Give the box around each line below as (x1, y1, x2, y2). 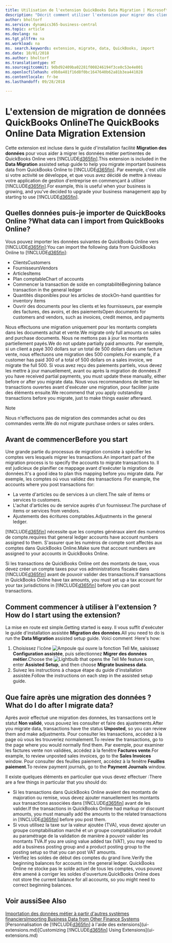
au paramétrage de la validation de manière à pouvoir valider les (12, 833, 148, 839)
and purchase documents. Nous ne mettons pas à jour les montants (5, 335, 148, 341)
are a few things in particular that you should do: (5, 779, 107, 785)
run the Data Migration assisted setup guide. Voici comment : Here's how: (5, 635, 161, 641)
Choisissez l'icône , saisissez (12, 645, 160, 652)
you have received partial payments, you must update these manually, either (5, 373, 166, 379)
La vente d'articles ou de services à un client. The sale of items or (12, 491, 150, 497)
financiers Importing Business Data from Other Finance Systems (5, 916, 140, 922)
